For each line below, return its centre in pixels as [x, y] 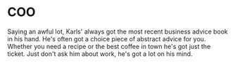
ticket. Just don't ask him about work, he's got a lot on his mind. [100, 54]
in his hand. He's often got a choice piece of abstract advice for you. [107, 38]
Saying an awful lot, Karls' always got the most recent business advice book [118, 31]
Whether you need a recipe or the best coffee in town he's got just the [109, 46]
